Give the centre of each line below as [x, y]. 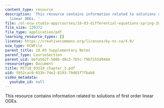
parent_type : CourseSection [34, 55]
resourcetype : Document [29, 64]
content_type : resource [29, 9]
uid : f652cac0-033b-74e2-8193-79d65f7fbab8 [50, 73]
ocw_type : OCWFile [24, 46]
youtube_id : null [27, 82]
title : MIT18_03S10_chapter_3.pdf [40, 69]
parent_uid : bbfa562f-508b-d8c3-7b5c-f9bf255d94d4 [58, 59]
